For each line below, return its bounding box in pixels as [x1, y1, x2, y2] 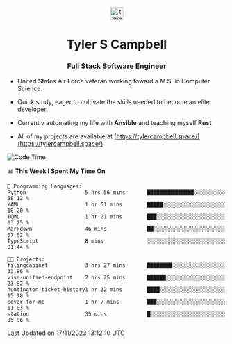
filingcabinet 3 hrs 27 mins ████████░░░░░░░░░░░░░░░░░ [7, 262, 226, 269]
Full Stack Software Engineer [67, 61, 167, 71]
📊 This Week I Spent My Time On [7, 167, 106, 175]
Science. [17, 84, 43, 93]
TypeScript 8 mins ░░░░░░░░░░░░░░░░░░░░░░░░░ [7, 238, 226, 245]
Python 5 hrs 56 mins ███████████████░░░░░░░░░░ [7, 189, 226, 196]
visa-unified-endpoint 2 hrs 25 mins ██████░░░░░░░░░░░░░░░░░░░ [7, 275, 226, 281]
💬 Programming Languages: [7, 183, 82, 190]
